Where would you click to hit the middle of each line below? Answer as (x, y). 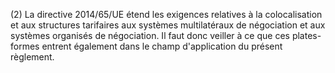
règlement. (32, 57)
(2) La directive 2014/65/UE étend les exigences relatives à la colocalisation (166, 14)
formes (25, 46)
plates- (306, 35)
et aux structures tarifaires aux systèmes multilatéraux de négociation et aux (168, 25)
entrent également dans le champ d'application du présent (162, 46)
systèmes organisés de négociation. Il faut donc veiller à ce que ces (150, 35)
